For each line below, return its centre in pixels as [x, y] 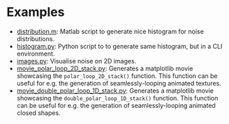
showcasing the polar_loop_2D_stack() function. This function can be [117, 76]
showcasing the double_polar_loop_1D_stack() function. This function [117, 98]
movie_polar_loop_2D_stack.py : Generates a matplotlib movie [105, 68]
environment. [36, 54]
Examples [36, 12]
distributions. [36, 38]
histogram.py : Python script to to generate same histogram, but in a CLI [119, 46]
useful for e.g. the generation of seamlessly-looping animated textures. [119, 83]
